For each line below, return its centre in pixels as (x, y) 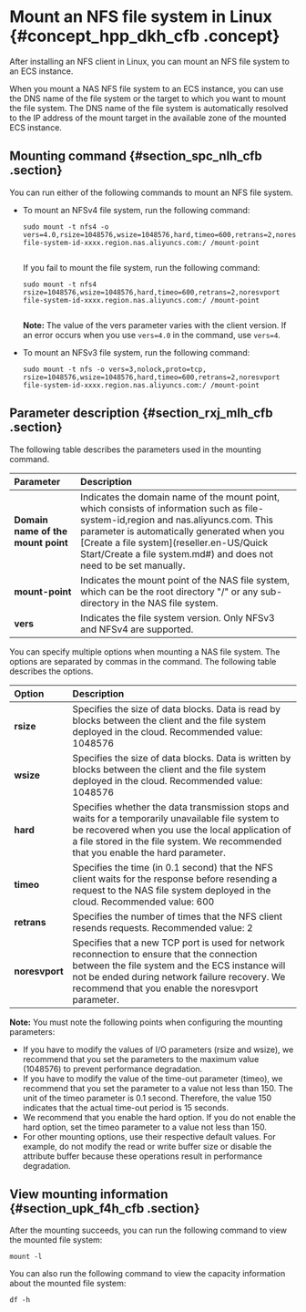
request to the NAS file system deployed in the (172, 890)
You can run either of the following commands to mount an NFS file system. (151, 192)
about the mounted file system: (68, 1284)
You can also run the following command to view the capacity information (148, 1274)
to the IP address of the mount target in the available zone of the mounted (148, 118)
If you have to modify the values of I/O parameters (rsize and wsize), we (158, 1049)
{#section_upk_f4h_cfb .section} (105, 1209)
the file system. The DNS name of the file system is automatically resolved (149, 108)
